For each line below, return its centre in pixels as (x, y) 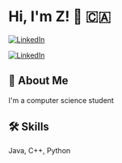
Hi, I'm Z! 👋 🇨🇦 (60, 17)
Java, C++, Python (40, 150)
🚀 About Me (38, 81)
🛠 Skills (29, 127)
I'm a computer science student (61, 100)
